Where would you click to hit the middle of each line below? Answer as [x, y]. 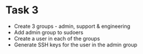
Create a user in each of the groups [57, 38]
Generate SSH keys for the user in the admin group [76, 45]
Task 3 [22, 10]
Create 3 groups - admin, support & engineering [72, 26]
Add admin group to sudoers [48, 32]
